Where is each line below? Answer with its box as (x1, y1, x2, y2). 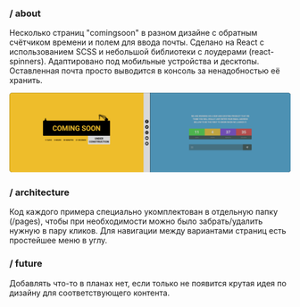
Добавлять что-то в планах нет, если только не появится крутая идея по (9, 277, 287, 288)
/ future (9, 258, 43, 270)
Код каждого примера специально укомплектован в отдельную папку (9, 207, 279, 217)
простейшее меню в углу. (9, 235, 108, 246)
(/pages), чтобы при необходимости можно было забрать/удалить (9, 216, 263, 226)
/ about (9, 7, 42, 20)
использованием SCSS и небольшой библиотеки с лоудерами (9, 47, 247, 57)
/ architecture (9, 186, 70, 199)
